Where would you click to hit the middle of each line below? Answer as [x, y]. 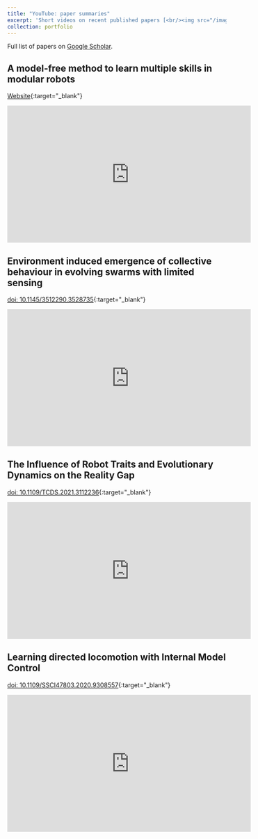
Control [24, 668]
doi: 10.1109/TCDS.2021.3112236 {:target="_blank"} [79, 492]
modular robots [41, 79]
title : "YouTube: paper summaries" [59, 14]
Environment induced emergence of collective [110, 261]
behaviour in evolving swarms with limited [101, 272]
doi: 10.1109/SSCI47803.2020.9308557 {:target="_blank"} [89, 685]
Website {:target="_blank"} [45, 96]
